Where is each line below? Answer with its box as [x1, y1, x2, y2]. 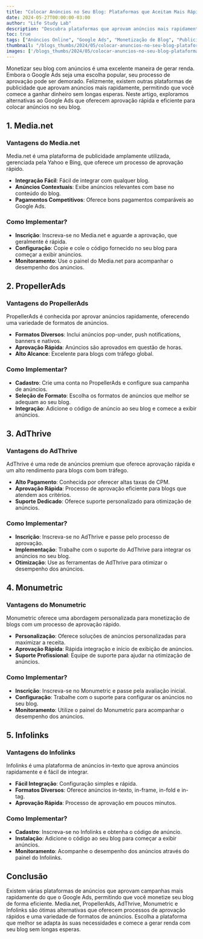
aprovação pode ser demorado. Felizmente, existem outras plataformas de [6, 77, 192, 85]
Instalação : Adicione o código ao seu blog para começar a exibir [14, 835, 177, 842]
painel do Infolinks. [14, 854, 62, 861]
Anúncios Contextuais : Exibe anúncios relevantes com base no [14, 184, 175, 191]
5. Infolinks [6, 730, 50, 740]
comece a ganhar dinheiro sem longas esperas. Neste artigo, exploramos [6, 90, 189, 97]
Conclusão [6, 871, 48, 882]
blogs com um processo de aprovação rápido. [6, 621, 121, 628]
